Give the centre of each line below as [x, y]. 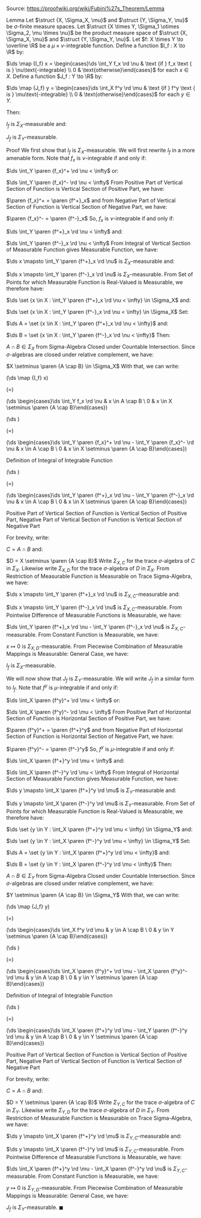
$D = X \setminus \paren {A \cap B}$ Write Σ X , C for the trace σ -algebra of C [100, 561]
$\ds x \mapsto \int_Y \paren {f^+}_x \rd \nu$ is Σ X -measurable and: [91, 262]
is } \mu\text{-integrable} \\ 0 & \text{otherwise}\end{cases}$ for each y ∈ [98, 94]
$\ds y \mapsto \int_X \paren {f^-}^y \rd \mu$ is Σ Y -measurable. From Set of [100, 804]
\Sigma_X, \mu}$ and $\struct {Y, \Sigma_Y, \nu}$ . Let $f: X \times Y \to [95, 39]
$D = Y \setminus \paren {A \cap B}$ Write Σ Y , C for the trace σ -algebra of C [100, 1103]
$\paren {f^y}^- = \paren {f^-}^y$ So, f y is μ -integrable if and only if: [91, 749]
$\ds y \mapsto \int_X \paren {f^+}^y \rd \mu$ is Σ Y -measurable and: [91, 791]
